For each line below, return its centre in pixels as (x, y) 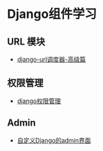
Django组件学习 (52, 14)
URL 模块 (26, 42)
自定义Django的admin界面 (54, 140)
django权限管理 (39, 101)
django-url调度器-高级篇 (51, 59)
